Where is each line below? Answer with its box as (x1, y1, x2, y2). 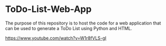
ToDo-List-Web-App (5, 3, 91, 15)
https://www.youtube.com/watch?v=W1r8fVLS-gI (5, 35, 106, 41)
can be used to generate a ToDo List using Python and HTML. (5, 25, 132, 31)
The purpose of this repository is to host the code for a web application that (5, 20, 161, 26)
